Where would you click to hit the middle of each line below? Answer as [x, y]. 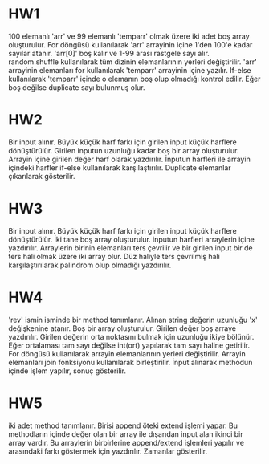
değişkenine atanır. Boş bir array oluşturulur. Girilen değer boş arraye [122, 328]
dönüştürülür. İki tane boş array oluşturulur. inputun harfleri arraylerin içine [131, 239]
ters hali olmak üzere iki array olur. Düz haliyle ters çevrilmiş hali [114, 256]
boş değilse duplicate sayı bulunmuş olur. [77, 87]
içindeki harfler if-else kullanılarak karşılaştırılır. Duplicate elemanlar [120, 167]
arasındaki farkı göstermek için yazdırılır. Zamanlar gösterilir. [108, 451]
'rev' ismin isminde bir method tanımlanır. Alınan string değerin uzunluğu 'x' [133, 320]
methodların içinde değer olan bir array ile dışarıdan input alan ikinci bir [126, 433]
